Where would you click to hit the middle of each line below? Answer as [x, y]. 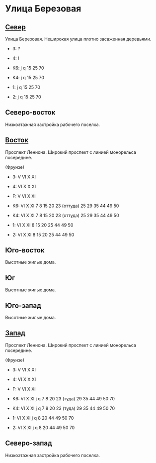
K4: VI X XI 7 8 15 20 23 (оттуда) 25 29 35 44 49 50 [66, 215]
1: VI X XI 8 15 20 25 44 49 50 [43, 225]
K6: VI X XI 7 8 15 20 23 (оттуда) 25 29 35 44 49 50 [66, 206]
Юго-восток [25, 250]
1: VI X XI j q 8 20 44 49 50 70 [43, 418]
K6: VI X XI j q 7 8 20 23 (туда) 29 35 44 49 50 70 [64, 398]
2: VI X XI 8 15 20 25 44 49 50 [43, 234]
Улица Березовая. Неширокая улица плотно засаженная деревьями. [78, 39]
